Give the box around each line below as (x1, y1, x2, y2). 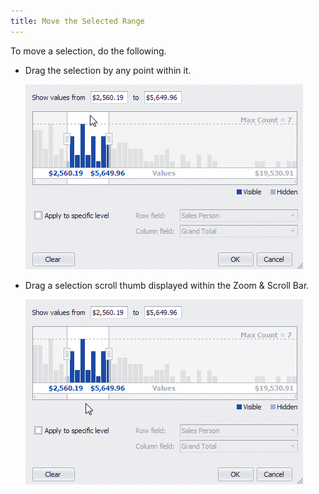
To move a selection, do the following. (10, 45, 167, 57)
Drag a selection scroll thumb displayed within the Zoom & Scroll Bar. (24, 279, 310, 291)
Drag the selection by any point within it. (24, 64, 192, 76)
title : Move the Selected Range (10, 16, 145, 26)
